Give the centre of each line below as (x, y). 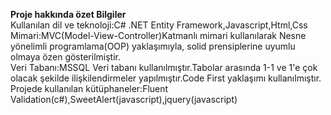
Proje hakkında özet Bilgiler (68, 14)
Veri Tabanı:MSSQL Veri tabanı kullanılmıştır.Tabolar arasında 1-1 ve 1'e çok (164, 67)
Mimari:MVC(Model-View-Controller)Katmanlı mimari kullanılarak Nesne (158, 35)
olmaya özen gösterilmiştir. (65, 57)
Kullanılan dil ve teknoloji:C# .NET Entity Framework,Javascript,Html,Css (159, 25)
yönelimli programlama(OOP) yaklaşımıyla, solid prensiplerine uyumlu (153, 46)
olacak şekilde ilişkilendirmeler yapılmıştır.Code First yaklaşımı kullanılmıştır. (166, 78)
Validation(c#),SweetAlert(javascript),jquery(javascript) (124, 99)
